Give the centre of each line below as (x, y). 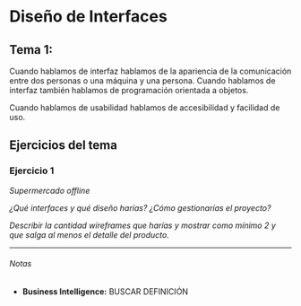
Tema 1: (31, 50)
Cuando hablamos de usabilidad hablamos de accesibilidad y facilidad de (145, 108)
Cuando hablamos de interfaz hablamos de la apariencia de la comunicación (150, 71)
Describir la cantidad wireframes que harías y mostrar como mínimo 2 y (142, 225)
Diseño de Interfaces (88, 17)
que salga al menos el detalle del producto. (90, 234)
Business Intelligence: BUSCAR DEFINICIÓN (105, 291)
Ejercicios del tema (64, 145)
